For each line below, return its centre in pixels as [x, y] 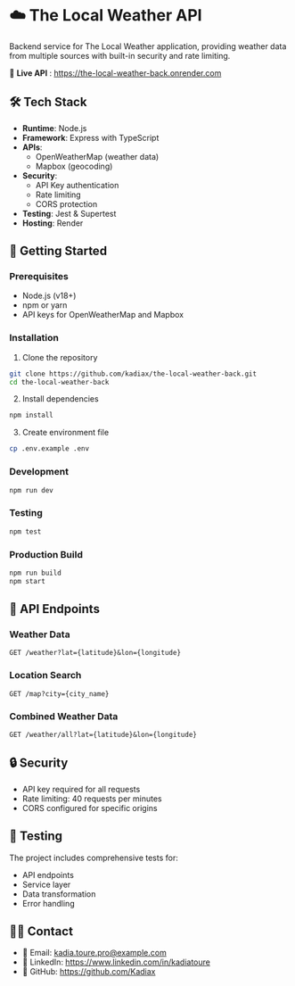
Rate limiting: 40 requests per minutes [92, 799]
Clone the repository [60, 357]
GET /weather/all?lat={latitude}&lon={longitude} [103, 734]
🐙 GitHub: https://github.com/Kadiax [89, 972]
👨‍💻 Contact [41, 931]
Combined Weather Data [64, 716]
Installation [34, 338]
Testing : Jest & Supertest [69, 213]
